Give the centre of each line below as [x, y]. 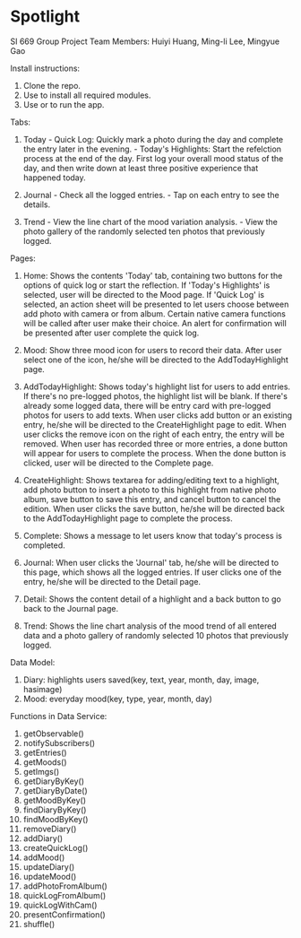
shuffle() [39, 924]
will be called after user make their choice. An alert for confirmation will [155, 323]
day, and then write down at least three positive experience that [141, 168]
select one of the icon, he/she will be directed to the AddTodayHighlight [156, 360]
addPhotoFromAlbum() [65, 886]
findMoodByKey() [56, 819]
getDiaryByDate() [55, 790]
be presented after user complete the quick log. [111, 333]
